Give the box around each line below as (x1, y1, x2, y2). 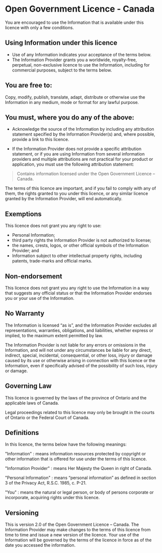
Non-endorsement (5, 272, 62, 280)
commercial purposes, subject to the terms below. (12, 67, 112, 73)
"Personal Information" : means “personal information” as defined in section (5, 475, 156, 481)
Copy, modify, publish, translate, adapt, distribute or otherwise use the (5, 94, 146, 100)
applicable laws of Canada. (5, 400, 59, 406)
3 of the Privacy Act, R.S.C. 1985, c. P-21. (5, 480, 87, 486)
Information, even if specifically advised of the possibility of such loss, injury (5, 363, 158, 368)
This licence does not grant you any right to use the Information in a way (5, 285, 149, 291)
